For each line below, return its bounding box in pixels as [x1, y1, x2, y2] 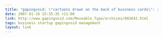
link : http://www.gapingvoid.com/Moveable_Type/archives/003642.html [5, 16, 149, 21]
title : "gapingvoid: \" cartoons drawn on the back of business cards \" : [5, 7, 155, 12]
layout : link [5, 25, 32, 30]
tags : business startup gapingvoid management [5, 20, 101, 25]
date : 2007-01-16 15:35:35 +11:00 [5, 12, 75, 16]
